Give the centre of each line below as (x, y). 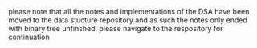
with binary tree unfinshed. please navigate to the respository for (116, 28)
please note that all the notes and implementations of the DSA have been (129, 12)
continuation (29, 37)
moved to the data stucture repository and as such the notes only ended (128, 20)
